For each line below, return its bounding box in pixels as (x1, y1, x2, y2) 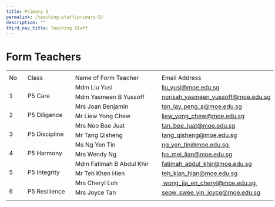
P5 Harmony (27, 149, 63, 157)
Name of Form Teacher (75, 74, 139, 82)
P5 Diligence (27, 111, 63, 119)
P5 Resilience (27, 187, 65, 195)
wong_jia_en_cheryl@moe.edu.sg (163, 179, 256, 187)
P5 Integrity (27, 168, 60, 176)
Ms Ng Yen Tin (75, 141, 116, 149)
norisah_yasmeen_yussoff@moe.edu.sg (161, 92, 271, 101)
